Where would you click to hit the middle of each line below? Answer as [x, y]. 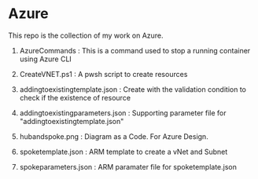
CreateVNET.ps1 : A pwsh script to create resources [103, 74]
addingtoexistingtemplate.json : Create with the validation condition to [133, 89]
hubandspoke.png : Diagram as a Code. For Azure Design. [114, 136]
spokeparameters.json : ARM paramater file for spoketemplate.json [128, 166]
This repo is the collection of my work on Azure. [86, 35]
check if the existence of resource [75, 97]
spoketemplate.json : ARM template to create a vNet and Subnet [123, 152]
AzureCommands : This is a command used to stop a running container [135, 50]
